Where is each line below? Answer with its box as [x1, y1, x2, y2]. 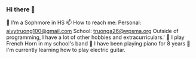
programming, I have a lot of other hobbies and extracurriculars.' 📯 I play [6, 34, 185, 41]
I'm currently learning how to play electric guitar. [6, 47, 125, 54]
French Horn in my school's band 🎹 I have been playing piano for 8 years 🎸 [6, 40, 191, 47]
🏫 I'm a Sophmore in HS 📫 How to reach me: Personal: [6, 19, 142, 26]
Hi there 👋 [6, 5, 36, 14]
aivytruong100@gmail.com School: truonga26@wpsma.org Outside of [6, 28, 179, 35]
